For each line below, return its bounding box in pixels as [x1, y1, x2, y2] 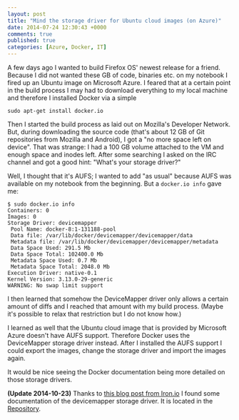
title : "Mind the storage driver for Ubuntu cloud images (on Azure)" [7, 17, 222, 24]
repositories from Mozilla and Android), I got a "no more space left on [7, 135, 212, 144]
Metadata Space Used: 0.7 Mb [10, 257, 98, 264]
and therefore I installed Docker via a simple [7, 94, 137, 102]
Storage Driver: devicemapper [7, 219, 98, 226]
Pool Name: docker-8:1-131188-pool [10, 226, 116, 233]
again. [7, 354, 26, 362]
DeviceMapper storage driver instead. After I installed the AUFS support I [7, 339, 223, 347]
